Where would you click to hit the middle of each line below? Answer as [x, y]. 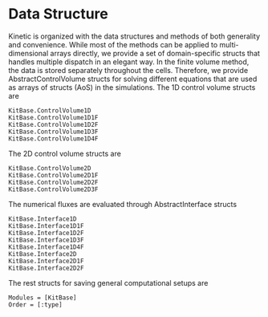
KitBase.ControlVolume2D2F [53, 182]
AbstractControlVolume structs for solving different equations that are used [133, 79]
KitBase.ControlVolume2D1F [53, 175]
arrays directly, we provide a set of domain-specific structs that [155, 53]
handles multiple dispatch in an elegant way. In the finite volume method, [129, 62]
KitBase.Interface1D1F [46, 226]
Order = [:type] [35, 305]
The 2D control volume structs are [65, 153]
